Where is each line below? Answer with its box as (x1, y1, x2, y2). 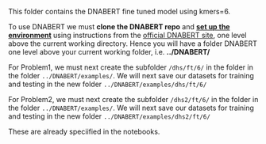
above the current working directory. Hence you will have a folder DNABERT (8, 39, 258, 48)
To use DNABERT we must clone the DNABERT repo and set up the (8, 22, 230, 31)
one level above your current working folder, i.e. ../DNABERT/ (8, 47, 210, 56)
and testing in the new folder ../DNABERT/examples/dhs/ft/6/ (8, 79, 207, 89)
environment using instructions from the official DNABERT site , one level (8, 31, 247, 40)
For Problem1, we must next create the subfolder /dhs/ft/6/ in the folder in (8, 63, 254, 72)
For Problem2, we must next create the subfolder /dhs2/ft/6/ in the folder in (8, 95, 259, 104)
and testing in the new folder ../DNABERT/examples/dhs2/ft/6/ (8, 112, 210, 121)
